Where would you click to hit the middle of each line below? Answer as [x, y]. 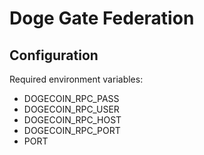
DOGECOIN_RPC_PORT [72, 130]
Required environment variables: [76, 79]
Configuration [54, 55]
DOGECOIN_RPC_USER [71, 109]
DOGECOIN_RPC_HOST [72, 120]
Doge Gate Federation [102, 18]
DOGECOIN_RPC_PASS [71, 98]
